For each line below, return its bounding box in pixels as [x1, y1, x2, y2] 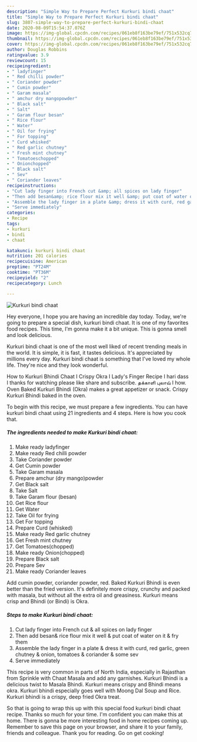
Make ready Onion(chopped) [15, 549, 85, 556]
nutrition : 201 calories [6, 253, 67, 259]
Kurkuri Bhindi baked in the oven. [6, 391, 87, 399]
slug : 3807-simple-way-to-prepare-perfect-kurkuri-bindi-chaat [6, 19, 164, 25]
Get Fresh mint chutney [15, 537, 72, 544]
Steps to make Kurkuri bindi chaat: [6, 612, 93, 619]
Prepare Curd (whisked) [15, 524, 73, 531]
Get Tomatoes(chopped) [15, 543, 75, 550]
